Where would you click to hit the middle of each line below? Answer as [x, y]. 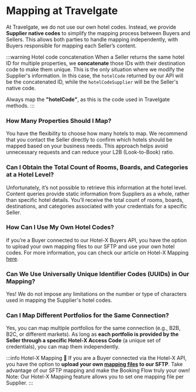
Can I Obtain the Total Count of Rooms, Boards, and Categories [97, 167]
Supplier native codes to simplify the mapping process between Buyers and [98, 33]
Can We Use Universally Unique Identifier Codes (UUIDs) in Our [98, 274]
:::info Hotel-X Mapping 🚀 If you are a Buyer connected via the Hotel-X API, [97, 358]
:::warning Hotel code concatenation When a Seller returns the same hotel [95, 57]
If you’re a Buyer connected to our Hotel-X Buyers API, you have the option [97, 240]
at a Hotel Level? [30, 175]
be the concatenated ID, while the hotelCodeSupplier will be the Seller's [92, 82]
